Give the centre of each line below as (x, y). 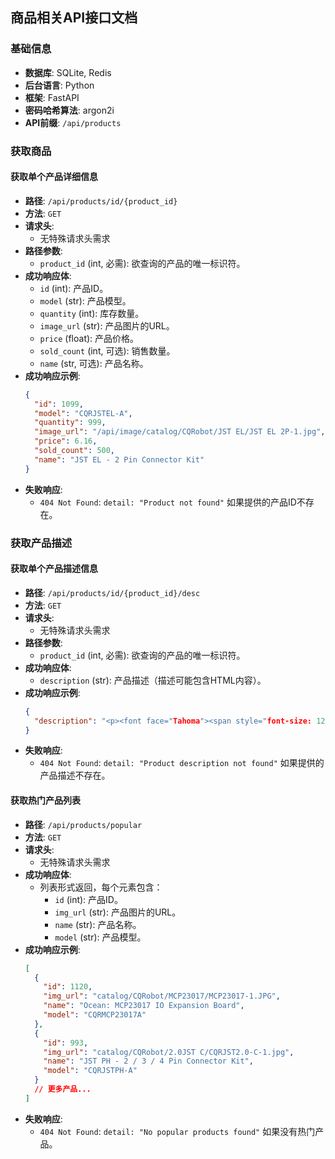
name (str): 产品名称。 (98, 924)
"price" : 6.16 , (66, 441)
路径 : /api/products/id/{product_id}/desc (112, 592)
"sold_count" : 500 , (75, 451)
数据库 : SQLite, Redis (68, 72)
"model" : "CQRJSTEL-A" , (83, 413)
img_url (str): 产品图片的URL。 (118, 912)
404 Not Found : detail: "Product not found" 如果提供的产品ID (168, 502)
